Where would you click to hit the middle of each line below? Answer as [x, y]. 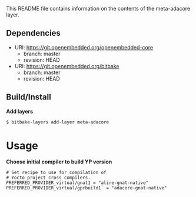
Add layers [20, 111]
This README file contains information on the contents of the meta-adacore [98, 9]
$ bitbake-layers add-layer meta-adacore [58, 122]
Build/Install [29, 97]
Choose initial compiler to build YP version [59, 162]
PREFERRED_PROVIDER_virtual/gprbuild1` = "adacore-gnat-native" [87, 188]
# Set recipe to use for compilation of [57, 173]
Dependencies [33, 33]
